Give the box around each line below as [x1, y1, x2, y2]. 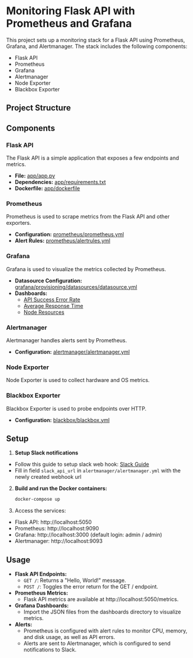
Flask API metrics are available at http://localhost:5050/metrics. [23, 596, 179, 603]
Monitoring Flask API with [6, 4, 135, 18]
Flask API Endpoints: [14, 571, 67, 577]
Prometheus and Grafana [6, 17, 132, 30]
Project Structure [6, 103, 71, 113]
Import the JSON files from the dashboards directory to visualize [23, 608, 182, 615]
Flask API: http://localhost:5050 [14, 519, 92, 526]
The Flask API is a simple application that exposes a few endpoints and [6, 154, 179, 161]
